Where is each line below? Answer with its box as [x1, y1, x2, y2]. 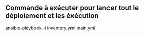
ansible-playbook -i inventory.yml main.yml [5, 25, 95, 31]
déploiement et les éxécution [5, 12, 99, 20]
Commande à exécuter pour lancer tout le [5, 4, 139, 12]
